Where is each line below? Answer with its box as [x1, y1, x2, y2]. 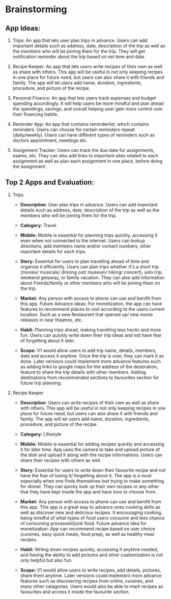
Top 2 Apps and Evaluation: [5, 178, 94, 187]
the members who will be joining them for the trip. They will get [12, 48, 146, 54]
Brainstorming [5, 4, 67, 15]
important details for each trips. [20, 248, 87, 254]
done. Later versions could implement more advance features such [20, 358, 161, 364]
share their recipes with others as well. [20, 457, 102, 463]
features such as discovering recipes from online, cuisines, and [20, 578, 154, 584]
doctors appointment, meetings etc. [12, 138, 88, 143]
